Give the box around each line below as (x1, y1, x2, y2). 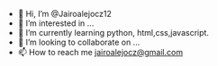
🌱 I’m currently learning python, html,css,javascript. (17, 28, 210, 37)
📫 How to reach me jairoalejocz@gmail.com (17, 47, 183, 57)
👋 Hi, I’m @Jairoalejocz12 (17, 9, 113, 19)
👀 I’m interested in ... (17, 18, 95, 29)
